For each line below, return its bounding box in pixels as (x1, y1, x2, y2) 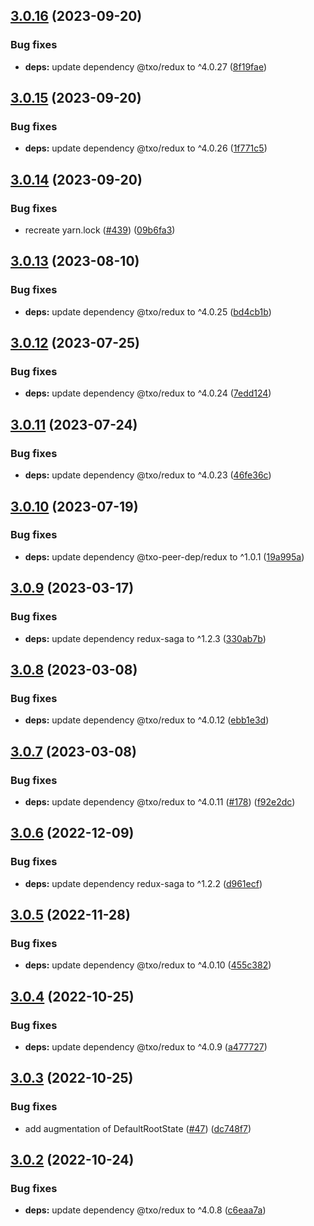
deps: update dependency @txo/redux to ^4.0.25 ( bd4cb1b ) (24, 305, 272, 318)
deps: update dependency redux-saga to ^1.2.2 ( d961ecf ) (24, 877, 263, 889)
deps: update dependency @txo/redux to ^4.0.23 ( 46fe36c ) (24, 469, 272, 481)
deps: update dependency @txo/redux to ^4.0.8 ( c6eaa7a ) (24, 1204, 267, 1216)
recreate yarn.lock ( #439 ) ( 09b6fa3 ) (24, 224, 176, 236)
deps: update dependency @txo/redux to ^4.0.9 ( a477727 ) (24, 1040, 268, 1053)
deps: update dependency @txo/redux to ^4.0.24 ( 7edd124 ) (24, 387, 272, 399)
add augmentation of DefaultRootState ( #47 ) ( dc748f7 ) (24, 1122, 252, 1134)
